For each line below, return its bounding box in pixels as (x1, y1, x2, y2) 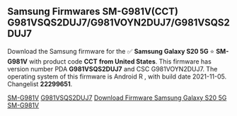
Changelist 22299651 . (7, 79, 73, 88)
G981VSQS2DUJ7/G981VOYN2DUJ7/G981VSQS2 (7, 17, 230, 29)
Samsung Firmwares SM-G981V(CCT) (7, 6, 179, 18)
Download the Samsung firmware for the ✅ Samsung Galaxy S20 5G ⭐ (7, 47, 214, 55)
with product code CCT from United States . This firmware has (29, 57, 212, 66)
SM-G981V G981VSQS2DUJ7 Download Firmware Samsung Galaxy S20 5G (7, 93, 227, 102)
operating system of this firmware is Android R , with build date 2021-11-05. (7, 72, 227, 81)
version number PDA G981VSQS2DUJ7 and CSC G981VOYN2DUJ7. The (7, 64, 218, 73)
